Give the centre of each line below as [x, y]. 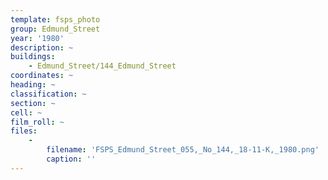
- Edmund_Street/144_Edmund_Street [102, 66]
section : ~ [33, 103]
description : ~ [42, 47]
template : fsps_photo [55, 19]
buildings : [33, 57]
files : [24, 131]
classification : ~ [48, 94]
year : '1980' [37, 38]
